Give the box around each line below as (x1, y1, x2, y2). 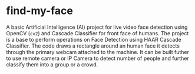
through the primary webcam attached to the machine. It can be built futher (6, 48, 190, 55)
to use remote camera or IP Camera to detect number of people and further (6, 55, 190, 62)
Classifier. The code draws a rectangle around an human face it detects (6, 42, 180, 49)
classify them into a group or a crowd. (6, 60, 98, 68)
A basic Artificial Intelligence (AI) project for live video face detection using (6, 23, 188, 31)
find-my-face (6, 4, 74, 18)
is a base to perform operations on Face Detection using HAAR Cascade (6, 36, 181, 43)
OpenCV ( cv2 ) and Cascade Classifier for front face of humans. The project (6, 29, 189, 36)
